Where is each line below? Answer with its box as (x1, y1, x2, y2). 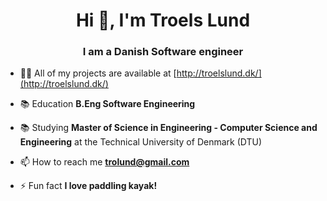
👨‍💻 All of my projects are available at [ (19, 67, 177, 79)
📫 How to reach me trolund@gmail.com (19, 156, 190, 168)
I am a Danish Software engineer (82, 45, 244, 59)
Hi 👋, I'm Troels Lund (75, 9, 251, 32)
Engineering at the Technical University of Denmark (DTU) (19, 136, 263, 148)
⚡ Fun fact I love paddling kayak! (19, 180, 158, 192)
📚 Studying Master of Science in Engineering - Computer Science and (19, 122, 318, 134)
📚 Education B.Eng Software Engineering (19, 98, 196, 110)
